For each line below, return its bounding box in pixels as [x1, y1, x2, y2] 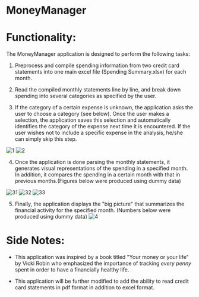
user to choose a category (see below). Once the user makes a [14, 110, 169, 118]
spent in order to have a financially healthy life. [14, 266, 129, 273]
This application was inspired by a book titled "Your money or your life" [14, 254, 189, 261]
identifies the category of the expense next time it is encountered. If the [14, 123, 191, 130]
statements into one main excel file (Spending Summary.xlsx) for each [14, 68, 187, 75]
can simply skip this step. [14, 135, 77, 143]
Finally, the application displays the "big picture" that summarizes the [14, 200, 185, 208]
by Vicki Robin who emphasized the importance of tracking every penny [14, 260, 192, 267]
